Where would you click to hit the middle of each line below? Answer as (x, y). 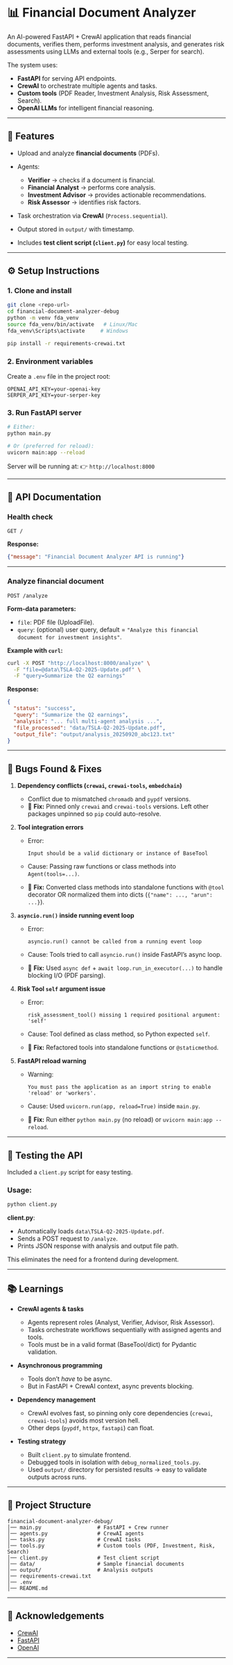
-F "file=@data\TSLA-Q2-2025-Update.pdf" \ (77, 670)
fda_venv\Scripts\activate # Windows (68, 331)
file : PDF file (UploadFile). (56, 622)
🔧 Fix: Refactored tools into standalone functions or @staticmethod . (123, 1048)
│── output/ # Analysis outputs (80, 1570)
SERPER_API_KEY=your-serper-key (54, 395)
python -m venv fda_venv (43, 318)
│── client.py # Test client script (83, 1558)
